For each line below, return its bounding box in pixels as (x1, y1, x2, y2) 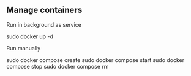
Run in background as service (6, 21, 81, 28)
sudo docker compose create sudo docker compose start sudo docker (6, 56, 185, 63)
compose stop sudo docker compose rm (6, 63, 109, 70)
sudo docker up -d (6, 33, 54, 40)
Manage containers (6, 5, 83, 15)
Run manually (6, 44, 41, 52)
